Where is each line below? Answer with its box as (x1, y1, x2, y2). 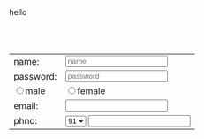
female (77, 85, 106, 97)
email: (13, 99, 39, 112)
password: (13, 70, 57, 82)
